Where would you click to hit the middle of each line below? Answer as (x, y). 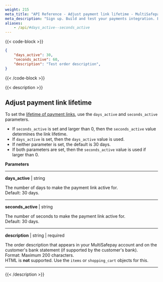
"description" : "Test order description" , (57, 64)
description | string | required (35, 235)
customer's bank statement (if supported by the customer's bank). (72, 250)
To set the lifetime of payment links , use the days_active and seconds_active (81, 114)
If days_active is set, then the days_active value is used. (68, 139)
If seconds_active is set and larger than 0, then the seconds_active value (84, 129)
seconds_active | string (29, 207)
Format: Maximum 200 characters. (40, 255)
